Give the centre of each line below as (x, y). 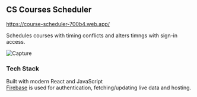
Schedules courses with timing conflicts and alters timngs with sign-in (92, 35)
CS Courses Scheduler (49, 10)
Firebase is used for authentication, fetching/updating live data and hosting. (99, 88)
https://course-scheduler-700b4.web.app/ (58, 24)
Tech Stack (23, 69)
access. (16, 41)
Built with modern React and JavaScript (55, 82)
